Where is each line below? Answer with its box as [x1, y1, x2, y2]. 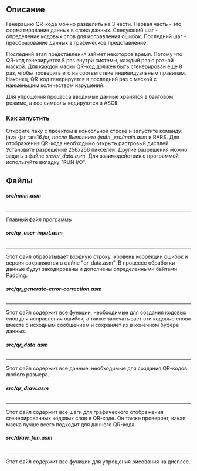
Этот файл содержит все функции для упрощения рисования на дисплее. [6, 458, 191, 465]
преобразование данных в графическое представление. [6, 39, 148, 46]
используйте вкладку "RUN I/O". [6, 159, 87, 166]
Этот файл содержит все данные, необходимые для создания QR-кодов [6, 365, 188, 372]
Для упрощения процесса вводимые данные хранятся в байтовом [6, 93, 174, 100]
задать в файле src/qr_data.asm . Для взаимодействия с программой [6, 152, 179, 159]
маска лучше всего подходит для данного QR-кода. [6, 420, 137, 428]
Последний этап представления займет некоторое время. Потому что [6, 50, 183, 58]
